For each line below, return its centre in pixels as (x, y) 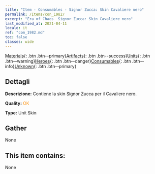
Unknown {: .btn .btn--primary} (46, 66)
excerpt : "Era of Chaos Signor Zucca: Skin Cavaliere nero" (69, 19)
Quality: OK (17, 103)
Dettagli (17, 82)
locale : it (16, 28)
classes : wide (20, 42)
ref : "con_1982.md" (25, 33)
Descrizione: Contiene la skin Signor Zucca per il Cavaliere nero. (71, 94)
